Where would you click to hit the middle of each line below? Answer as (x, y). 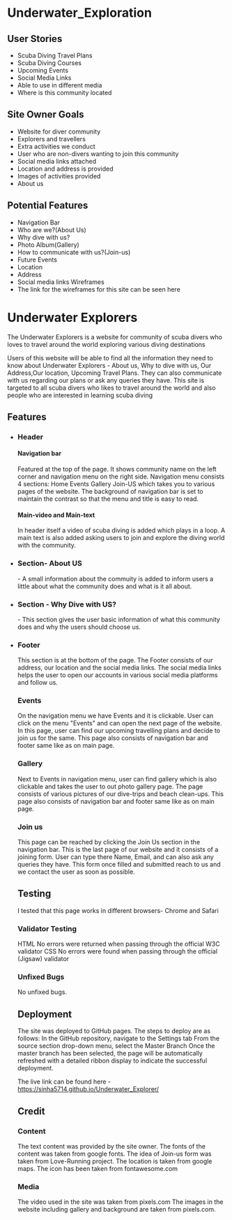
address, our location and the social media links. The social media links (119, 668)
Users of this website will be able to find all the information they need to (110, 357)
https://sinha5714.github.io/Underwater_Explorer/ (88, 1089)
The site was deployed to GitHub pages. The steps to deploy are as (114, 1031)
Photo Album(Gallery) (48, 244)
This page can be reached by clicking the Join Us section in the (109, 842)
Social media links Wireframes (61, 282)
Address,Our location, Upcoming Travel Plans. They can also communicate (115, 373)
